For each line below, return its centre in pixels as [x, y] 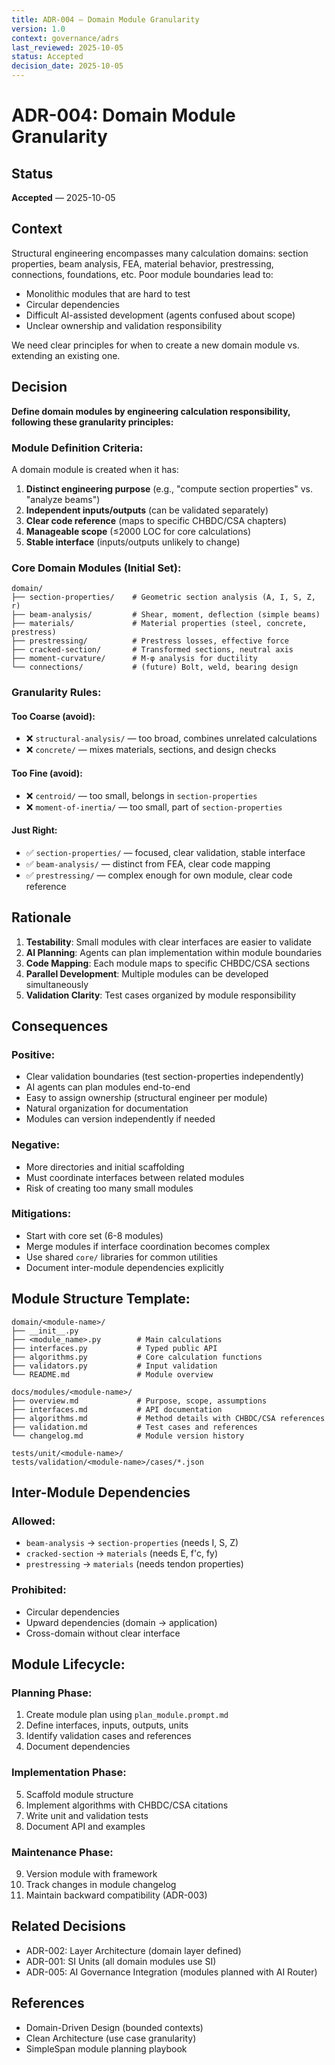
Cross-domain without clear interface [103, 1633]
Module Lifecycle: [68, 1664]
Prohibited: [39, 1590]
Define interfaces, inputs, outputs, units [107, 1725]
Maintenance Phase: [62, 1852]
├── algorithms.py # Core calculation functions [137, 1357]
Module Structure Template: [101, 1299]
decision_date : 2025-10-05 [67, 66]
